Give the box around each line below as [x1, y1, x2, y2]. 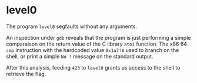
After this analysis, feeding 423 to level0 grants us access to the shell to [6, 64, 181, 71]
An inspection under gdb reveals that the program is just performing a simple [6, 34, 191, 41]
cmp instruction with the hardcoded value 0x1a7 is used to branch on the [6, 46, 179, 53]
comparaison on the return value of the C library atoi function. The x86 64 [6, 40, 187, 47]
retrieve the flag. [6, 70, 46, 77]
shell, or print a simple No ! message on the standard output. [6, 53, 154, 60]
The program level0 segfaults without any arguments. [6, 23, 137, 30]
